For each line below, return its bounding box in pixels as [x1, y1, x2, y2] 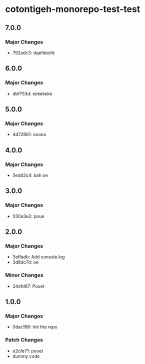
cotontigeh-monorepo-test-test [5, 3, 140, 15]
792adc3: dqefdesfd [12, 49, 55, 55]
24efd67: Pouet [12, 283, 45, 289]
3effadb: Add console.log [12, 254, 65, 260]
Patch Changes [5, 336, 43, 343]
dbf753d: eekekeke [12, 90, 52, 96]
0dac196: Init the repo [12, 324, 57, 330]
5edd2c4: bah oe [12, 172, 48, 178]
